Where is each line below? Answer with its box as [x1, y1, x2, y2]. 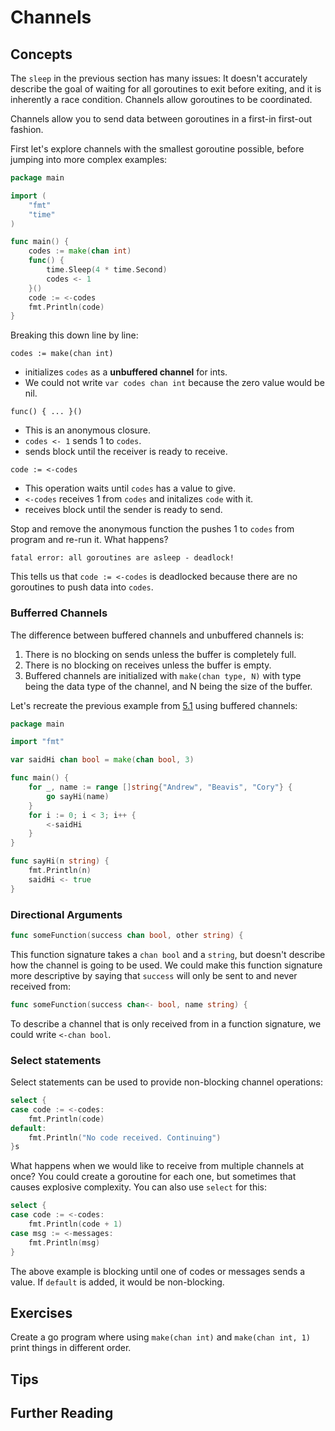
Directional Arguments [10, 907, 123, 921]
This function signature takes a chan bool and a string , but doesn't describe [10, 948, 326, 960]
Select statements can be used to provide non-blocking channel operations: [10, 1076, 323, 1088]
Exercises [10, 1304, 73, 1321]
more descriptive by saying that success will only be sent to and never [10, 969, 298, 981]
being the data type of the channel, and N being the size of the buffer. [24, 680, 313, 692]
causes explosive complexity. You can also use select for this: [10, 1181, 267, 1193]
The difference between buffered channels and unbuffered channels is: [10, 629, 305, 641]
